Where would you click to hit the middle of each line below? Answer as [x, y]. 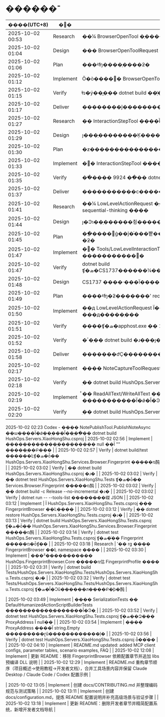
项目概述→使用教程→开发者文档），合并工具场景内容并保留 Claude [81, 668]
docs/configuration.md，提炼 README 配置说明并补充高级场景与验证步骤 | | [82, 697]
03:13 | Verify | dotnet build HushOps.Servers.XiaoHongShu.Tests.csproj [79, 520]
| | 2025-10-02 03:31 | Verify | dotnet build [48, 567]
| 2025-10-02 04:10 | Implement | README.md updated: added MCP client [81, 645]
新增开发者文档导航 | [35, 709]
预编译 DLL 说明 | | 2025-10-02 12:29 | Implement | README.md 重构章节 [79, 662]
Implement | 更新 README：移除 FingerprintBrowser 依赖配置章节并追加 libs [82, 656]
